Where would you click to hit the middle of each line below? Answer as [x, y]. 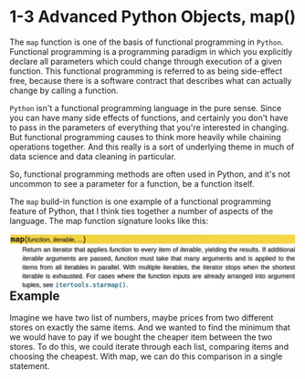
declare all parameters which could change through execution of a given [146, 61]
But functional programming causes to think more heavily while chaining [145, 137]
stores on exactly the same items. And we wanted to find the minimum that [150, 327]
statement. [30, 365]
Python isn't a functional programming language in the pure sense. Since [146, 108]
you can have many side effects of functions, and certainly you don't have [149, 118]
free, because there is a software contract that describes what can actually [151, 80]
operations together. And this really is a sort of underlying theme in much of [152, 147]
